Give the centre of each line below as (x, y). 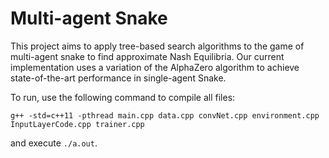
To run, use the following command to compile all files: (123, 97)
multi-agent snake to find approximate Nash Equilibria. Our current (147, 56)
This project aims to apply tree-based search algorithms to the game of (157, 46)
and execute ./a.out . (54, 143)
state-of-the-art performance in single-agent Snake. (118, 78)
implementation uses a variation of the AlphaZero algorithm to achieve (155, 67)
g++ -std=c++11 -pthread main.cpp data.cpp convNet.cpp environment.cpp (165, 115)
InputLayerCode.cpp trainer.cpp (77, 124)
